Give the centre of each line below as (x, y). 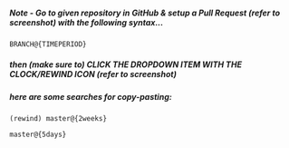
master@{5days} (38, 135)
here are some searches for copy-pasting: (91, 96)
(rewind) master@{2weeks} (58, 119)
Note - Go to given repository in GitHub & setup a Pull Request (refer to (145, 13)
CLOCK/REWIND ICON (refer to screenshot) (93, 74)
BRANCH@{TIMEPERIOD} (48, 44)
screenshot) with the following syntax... (87, 22)
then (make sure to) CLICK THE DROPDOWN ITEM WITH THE (126, 64)
